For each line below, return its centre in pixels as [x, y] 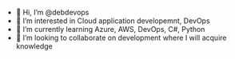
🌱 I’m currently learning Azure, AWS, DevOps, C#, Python [110, 29]
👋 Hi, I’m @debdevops [52, 12]
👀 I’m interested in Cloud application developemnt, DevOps [113, 21]
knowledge [34, 46]
